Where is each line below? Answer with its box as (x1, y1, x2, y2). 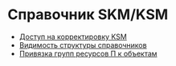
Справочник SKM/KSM (7, 6, 169, 24)
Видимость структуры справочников (18, 40, 147, 49)
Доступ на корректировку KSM (18, 32, 128, 41)
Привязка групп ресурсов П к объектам (18, 49, 158, 58)
